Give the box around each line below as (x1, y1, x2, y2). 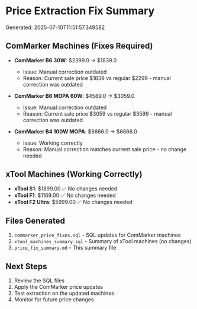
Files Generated (5, 215, 66, 226)
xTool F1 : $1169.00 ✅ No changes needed (14, 192, 116, 199)
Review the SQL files (14, 277, 65, 284)
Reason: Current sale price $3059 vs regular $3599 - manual (22, 110, 172, 117)
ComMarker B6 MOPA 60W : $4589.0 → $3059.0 (14, 92, 135, 99)
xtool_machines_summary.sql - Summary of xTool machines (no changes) (14, 238, 192, 245)
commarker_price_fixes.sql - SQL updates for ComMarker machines (14, 231, 181, 238)
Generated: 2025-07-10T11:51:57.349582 (5, 24, 105, 31)
